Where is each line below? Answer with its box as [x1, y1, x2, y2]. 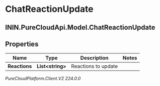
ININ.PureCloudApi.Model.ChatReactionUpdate [5, 23, 156, 32]
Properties [5, 40, 39, 48]
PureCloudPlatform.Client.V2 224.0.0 [5, 76, 81, 82]
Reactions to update [71, 63, 118, 70]
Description [80, 54, 109, 61]
